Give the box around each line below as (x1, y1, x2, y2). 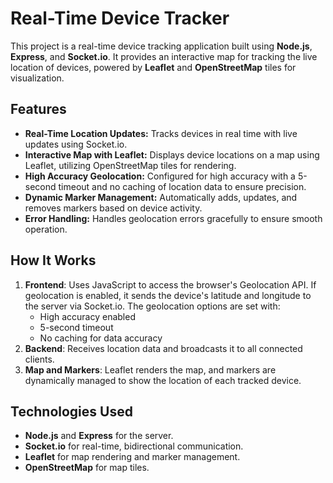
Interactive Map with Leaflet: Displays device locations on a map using (24, 148, 320, 161)
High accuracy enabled (39, 310, 136, 322)
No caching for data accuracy (39, 332, 163, 344)
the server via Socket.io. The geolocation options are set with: (24, 300, 281, 312)
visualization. (10, 72, 65, 84)
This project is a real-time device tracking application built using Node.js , (10, 40, 313, 52)
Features (10, 101, 67, 118)
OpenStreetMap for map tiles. (24, 462, 150, 474)
